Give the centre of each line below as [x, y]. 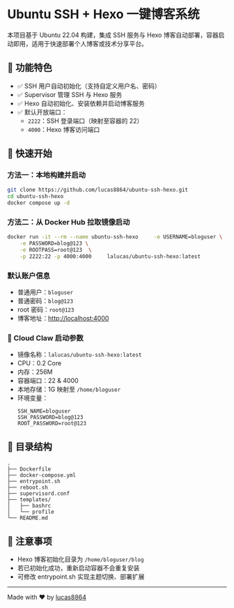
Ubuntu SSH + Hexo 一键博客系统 [103, 14]
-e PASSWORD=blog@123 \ [54, 244]
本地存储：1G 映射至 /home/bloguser [69, 389]
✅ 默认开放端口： [42, 112]
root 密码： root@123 [46, 310]
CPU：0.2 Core [39, 363]
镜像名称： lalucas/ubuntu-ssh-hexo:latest [79, 355]
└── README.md [28, 518]
